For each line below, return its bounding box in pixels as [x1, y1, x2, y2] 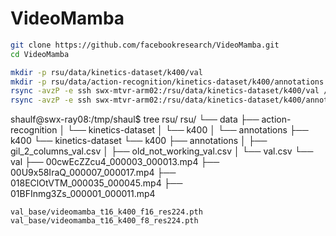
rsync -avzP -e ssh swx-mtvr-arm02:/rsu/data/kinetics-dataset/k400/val [10, 86, 320, 96]
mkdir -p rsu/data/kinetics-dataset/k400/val [10, 67, 203, 77]
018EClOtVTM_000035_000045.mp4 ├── [10, 177, 183, 189]
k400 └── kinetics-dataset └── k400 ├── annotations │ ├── [10, 135, 268, 147]
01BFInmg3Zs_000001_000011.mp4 [10, 188, 156, 200]
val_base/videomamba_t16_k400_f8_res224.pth [10, 216, 199, 226]
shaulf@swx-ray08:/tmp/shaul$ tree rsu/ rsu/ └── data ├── [10, 113, 260, 126]
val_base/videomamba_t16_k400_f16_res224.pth [10, 207, 203, 217]
